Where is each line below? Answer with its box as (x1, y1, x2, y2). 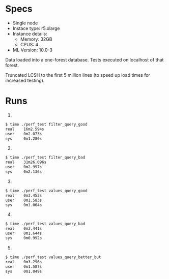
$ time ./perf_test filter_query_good (5, 121, 88, 127)
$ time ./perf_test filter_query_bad (5, 155, 86, 160)
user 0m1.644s (5, 231, 42, 236)
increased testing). (5, 77, 45, 83)
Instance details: (12, 30, 47, 37)
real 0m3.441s (5, 226, 42, 231)
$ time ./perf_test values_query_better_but (5, 255, 101, 260)
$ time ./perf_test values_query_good (5, 188, 88, 193)
